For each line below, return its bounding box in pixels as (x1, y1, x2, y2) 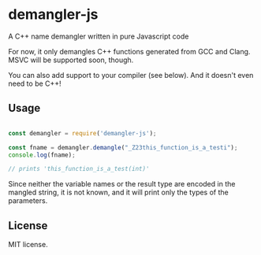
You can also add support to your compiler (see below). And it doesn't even (8, 70, 254, 79)
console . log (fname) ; (8, 151, 76, 159)
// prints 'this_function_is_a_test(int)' (8, 165, 150, 173)
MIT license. (8, 240, 49, 249)
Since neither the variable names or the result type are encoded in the (8, 179, 236, 189)
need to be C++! (8, 79, 62, 88)
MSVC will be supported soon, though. (8, 55, 134, 65)
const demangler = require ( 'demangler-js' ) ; (8, 129, 157, 137)
